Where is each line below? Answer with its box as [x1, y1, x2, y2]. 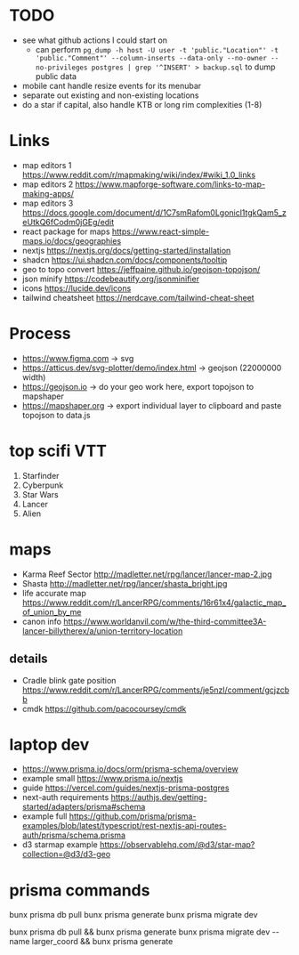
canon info [21, 616, 62, 627]
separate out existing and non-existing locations [21, 90, 199, 101]
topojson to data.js [21, 409, 91, 420]
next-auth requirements [21, 792, 109, 803]
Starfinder [21, 470, 60, 481]
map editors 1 [21, 159, 72, 170]
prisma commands [9, 880, 150, 900]
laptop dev [9, 734, 90, 755]
